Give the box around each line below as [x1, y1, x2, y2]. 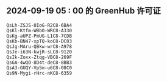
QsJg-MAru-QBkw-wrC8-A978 [6, 43, 72, 50]
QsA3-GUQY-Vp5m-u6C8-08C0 [6, 64, 72, 71]
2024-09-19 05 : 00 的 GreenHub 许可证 [6, 5, 161, 16]
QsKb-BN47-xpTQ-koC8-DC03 [6, 38, 72, 44]
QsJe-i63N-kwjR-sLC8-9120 [6, 49, 72, 55]
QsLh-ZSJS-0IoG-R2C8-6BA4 [6, 22, 72, 29]
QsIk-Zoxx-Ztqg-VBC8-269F [6, 54, 72, 60]
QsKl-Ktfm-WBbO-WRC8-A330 [6, 27, 72, 33]
